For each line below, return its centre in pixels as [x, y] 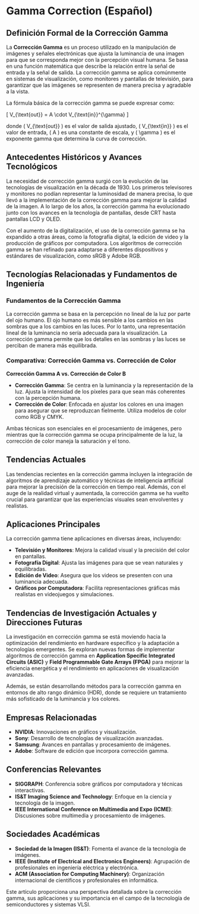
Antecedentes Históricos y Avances [74, 157]
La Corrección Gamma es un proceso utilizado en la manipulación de [91, 47]
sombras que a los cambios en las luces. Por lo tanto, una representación [96, 326]
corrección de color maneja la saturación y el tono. [68, 441]
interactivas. [30, 790]
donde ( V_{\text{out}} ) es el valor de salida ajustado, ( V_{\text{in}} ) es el [97, 126]
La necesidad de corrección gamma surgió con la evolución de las [87, 181]
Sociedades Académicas [53, 834]
